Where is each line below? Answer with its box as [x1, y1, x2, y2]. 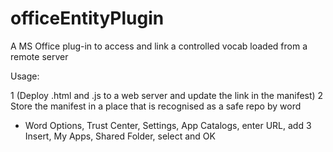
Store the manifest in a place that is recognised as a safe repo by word [10, 100, 302, 112]
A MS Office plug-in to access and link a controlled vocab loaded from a [10, 40, 308, 52]
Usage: [10, 70, 40, 82]
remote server [10, 50, 69, 62]
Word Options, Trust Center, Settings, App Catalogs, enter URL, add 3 [24, 119, 312, 131]
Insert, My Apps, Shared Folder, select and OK [24, 130, 216, 142]
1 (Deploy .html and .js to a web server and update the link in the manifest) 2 [10, 89, 324, 101]
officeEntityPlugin [10, 7, 165, 30]
